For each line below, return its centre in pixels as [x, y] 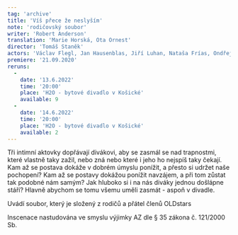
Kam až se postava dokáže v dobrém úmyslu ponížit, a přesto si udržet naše [119, 168]
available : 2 [39, 132]
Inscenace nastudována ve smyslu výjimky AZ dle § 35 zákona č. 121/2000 [116, 217]
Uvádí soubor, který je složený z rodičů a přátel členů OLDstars [100, 204]
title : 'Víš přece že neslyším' [55, 21]
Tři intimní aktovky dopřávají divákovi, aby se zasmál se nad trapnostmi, [112, 152]
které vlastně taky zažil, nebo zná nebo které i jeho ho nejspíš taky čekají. [115, 160]
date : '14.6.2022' [47, 113]
